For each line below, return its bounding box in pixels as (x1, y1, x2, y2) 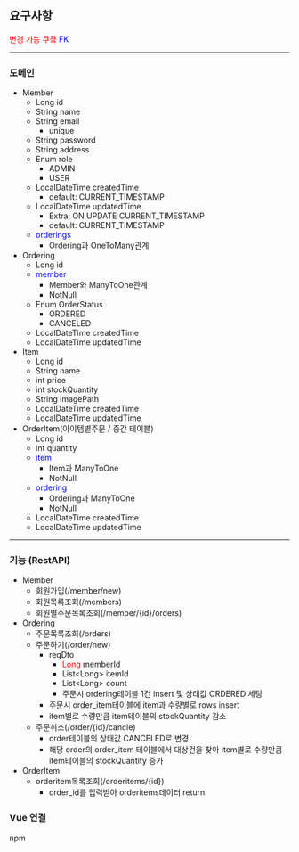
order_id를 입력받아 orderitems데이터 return (48, 787, 206, 798)
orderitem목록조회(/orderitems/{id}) (35, 776, 165, 787)
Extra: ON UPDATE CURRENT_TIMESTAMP (48, 210, 205, 221)
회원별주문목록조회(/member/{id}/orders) (35, 608, 182, 619)
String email (35, 116, 80, 127)
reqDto (48, 650, 75, 660)
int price (35, 375, 67, 386)
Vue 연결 (9, 812, 47, 824)
